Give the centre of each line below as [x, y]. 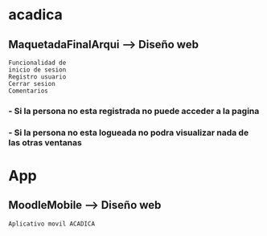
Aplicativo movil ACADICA [51, 224]
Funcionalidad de [37, 63]
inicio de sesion [37, 70]
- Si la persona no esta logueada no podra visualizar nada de [129, 132]
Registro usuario [37, 77]
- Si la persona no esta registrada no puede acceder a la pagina [134, 111]
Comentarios [28, 91]
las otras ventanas [45, 142]
